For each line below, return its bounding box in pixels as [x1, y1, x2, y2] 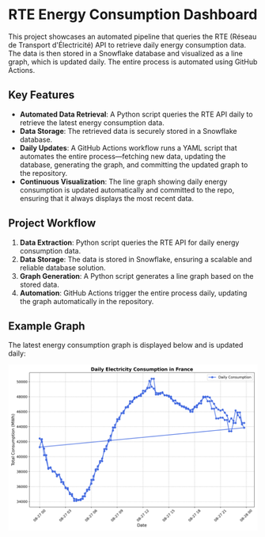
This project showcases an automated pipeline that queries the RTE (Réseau [8, 32, 257, 41]
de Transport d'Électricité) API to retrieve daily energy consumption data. [8, 40, 247, 49]
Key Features [8, 89, 75, 102]
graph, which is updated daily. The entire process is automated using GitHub [8, 57, 258, 67]
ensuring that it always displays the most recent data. [19, 193, 195, 203]
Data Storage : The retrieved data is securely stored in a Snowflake [19, 126, 237, 135]
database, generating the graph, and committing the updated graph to [19, 160, 248, 169]
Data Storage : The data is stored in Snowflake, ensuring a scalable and [19, 254, 252, 264]
